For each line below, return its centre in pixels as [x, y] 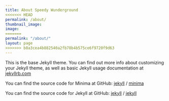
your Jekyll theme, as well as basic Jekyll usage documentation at [74, 68]
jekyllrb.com [18, 73]
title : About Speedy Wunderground [42, 10]
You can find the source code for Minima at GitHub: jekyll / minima [75, 83]
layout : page [19, 43]
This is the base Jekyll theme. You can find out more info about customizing [84, 62]
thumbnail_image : [24, 24]
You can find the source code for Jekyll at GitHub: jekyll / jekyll [71, 93]
